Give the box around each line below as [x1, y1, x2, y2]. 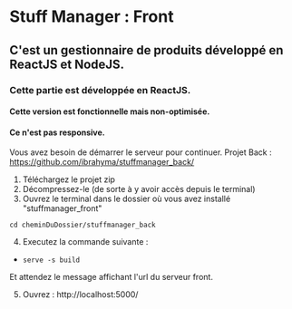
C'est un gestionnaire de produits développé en [9, 43, 284, 58]
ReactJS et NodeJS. [9, 56, 125, 72]
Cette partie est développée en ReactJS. [9, 83, 191, 96]
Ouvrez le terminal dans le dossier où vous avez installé [22, 193, 231, 205]
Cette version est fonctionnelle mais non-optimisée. [9, 106, 210, 117]
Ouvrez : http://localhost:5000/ [22, 289, 139, 300]
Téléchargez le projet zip [22, 174, 116, 185]
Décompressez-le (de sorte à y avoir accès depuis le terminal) [22, 184, 256, 195]
